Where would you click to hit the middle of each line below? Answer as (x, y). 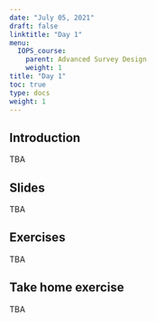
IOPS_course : (42, 51)
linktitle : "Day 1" (46, 34)
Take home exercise (67, 287)
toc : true (28, 85)
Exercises (37, 238)
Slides (27, 188)
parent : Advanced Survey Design (86, 59)
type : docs (30, 93)
